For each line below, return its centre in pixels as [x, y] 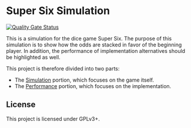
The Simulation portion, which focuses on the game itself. [84, 80]
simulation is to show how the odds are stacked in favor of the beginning [94, 45]
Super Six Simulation [58, 11]
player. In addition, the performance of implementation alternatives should [96, 50]
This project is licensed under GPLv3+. [53, 119]
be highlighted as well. [33, 57]
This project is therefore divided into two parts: [63, 68]
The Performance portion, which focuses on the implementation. [93, 86]
